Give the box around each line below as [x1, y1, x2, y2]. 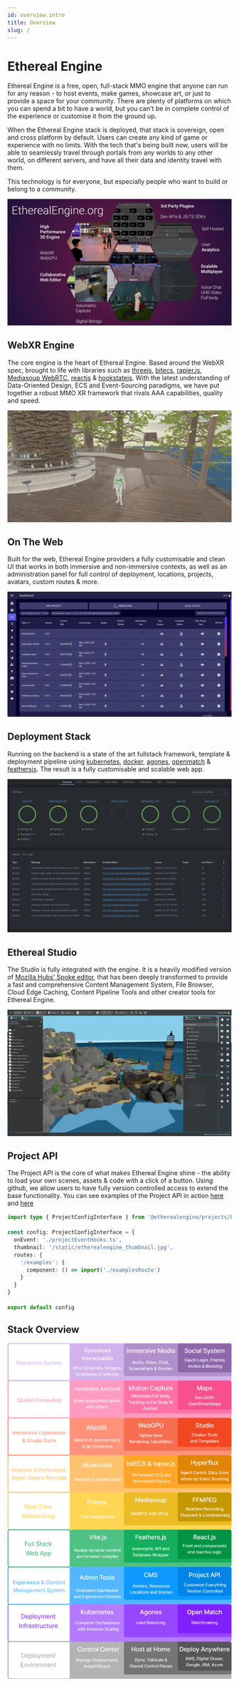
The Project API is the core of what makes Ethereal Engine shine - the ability [7, 1169, 231, 1177]
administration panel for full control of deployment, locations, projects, [7, 570, 213, 578]
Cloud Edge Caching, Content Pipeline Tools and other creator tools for [7, 988, 216, 996]
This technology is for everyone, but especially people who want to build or [7, 177, 228, 186]
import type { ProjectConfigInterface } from [7, 1214, 144, 1221]
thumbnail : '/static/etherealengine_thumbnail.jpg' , [14, 1244, 174, 1251]
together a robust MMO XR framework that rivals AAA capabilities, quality [7, 388, 223, 397]
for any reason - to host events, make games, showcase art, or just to [7, 89, 211, 98]
